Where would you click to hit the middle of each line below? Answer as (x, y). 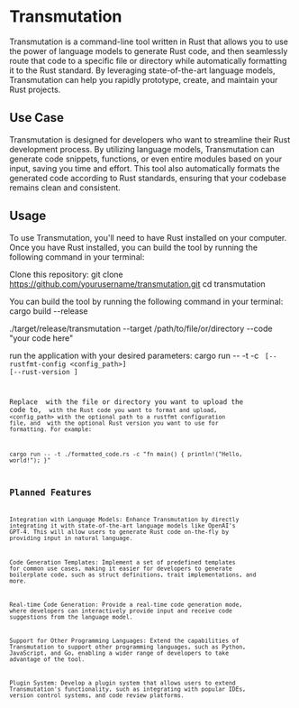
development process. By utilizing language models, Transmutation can (142, 149)
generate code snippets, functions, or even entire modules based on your (145, 159)
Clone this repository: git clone (66, 274)
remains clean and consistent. (65, 188)
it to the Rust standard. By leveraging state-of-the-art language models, (142, 70)
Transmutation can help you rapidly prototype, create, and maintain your (144, 79)
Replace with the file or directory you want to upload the (127, 402)
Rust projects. (35, 89)
